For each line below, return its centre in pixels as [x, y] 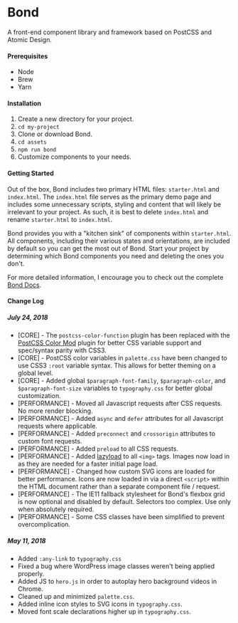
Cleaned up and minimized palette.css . [76, 597]
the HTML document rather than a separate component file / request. [119, 487]
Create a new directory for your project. [76, 119]
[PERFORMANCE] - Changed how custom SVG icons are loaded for [116, 471]
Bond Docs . [25, 285]
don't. [16, 263]
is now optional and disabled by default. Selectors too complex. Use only [124, 502]
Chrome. [31, 589]
